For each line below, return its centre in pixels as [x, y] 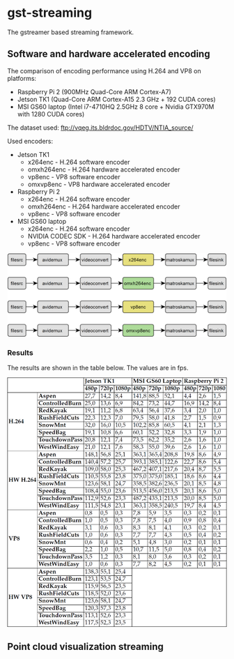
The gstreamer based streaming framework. [71, 32]
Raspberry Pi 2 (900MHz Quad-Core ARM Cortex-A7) [94, 91]
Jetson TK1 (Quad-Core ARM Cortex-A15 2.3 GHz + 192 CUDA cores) [116, 99]
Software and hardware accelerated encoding [109, 54]
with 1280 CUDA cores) [51, 114]
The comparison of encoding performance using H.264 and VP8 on [104, 70]
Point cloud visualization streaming [85, 646]
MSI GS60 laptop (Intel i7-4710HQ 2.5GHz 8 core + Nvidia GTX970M [116, 107]
